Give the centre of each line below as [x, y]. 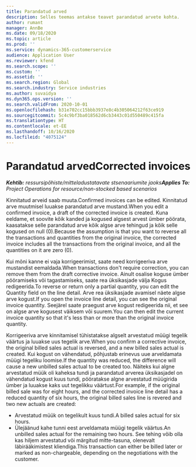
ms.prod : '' [21, 45]
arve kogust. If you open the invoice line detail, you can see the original [92, 299]
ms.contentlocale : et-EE [36, 126]
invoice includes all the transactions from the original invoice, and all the [93, 244]
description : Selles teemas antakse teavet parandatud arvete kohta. [93, 17]
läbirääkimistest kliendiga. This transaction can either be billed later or [99, 446]
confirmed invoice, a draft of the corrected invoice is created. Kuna [87, 213]
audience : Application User [40, 55]
